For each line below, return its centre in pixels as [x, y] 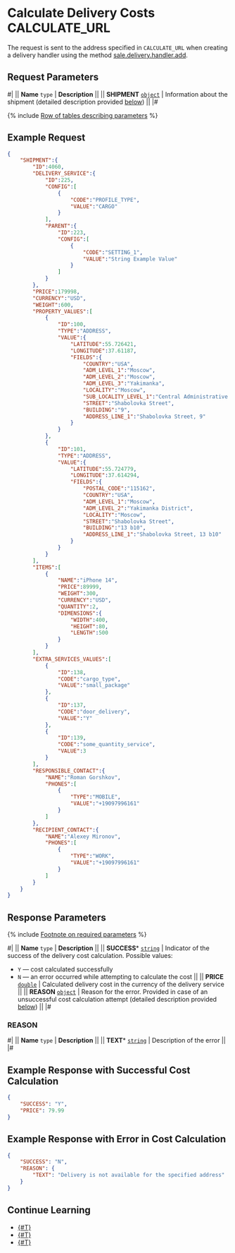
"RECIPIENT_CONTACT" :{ [66, 830]
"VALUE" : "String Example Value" [130, 259]
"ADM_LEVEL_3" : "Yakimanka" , [124, 384]
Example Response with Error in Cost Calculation [117, 1139]
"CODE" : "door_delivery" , [94, 712]
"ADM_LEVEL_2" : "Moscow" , [119, 377]
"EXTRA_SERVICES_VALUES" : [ [72, 659]
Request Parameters [53, 77]
